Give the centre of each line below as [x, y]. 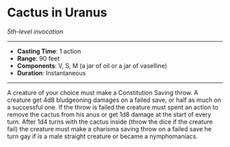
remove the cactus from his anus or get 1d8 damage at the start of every [109, 114]
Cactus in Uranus [57, 13]
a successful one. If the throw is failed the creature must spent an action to [113, 107]
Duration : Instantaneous [51, 72]
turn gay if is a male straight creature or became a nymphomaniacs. [103, 136]
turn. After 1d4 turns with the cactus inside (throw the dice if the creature [110, 122]
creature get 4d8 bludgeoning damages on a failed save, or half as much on [114, 100]
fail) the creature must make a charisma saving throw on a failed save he [110, 129]
